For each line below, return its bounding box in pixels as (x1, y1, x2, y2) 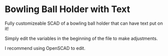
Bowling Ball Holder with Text (5, 4, 130, 15)
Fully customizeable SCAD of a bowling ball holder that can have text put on (5, 20, 163, 26)
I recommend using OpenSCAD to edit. (5, 45, 86, 51)
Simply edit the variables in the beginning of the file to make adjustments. (5, 35, 158, 41)
